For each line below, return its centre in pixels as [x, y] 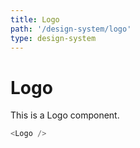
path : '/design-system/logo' [71, 29]
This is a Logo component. [65, 115]
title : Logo [35, 19]
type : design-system [53, 38]
